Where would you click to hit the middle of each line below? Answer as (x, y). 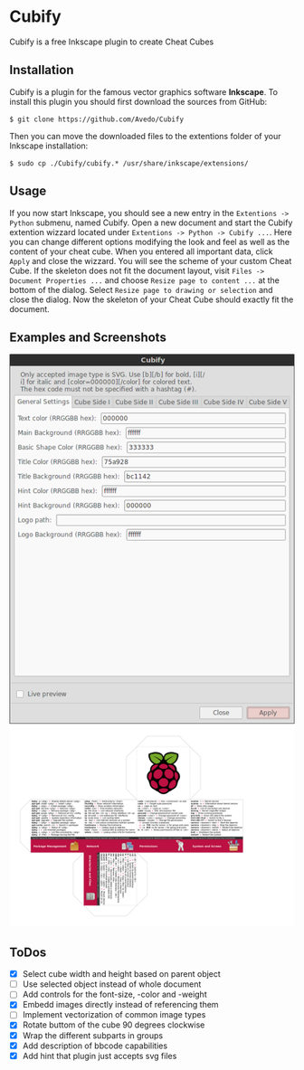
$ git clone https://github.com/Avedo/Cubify (96, 119)
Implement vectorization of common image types (114, 1015)
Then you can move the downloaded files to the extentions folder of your (145, 136)
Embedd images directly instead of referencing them (120, 1005)
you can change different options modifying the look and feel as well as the (150, 241)
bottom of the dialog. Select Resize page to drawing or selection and (141, 289)
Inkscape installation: (49, 146)
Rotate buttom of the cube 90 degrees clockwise (114, 1025)
